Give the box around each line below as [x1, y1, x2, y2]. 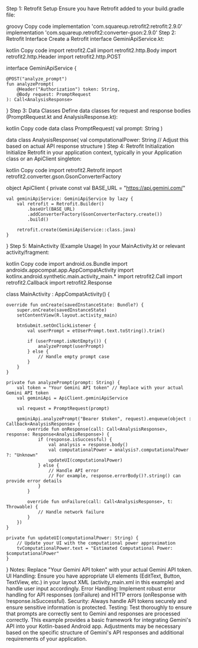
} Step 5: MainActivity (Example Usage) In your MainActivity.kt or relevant [6, 243, 186, 249]
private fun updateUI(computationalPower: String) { [6, 535, 139, 541]
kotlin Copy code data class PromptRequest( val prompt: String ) [6, 125, 163, 132]
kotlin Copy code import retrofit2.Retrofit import [6, 167, 122, 173]
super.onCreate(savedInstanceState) [17, 307, 108, 313]
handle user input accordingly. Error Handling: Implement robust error [6, 585, 176, 592]
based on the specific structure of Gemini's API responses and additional [6, 629, 184, 636]
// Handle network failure [37, 509, 105, 515]
